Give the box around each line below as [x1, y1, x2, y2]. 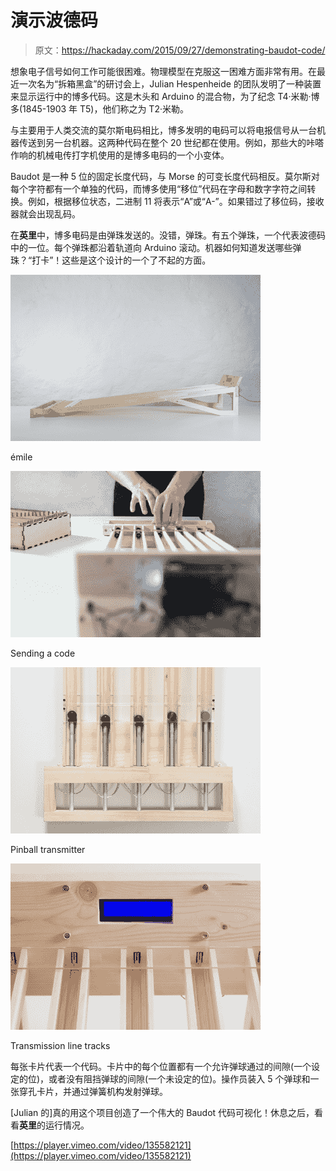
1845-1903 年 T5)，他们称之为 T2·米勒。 [22, 102, 189, 115]
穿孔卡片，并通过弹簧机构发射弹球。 [18, 1085, 168, 1097]
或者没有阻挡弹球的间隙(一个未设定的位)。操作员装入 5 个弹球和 [48, 1072, 311, 1085]
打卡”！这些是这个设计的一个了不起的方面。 [31, 254, 212, 266]
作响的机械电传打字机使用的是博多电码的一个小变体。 [10, 149, 230, 161]
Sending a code [10, 647, 76, 659]
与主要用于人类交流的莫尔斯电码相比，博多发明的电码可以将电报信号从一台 [10, 124, 317, 136]
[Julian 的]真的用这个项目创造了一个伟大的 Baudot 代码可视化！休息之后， [10, 1106, 315, 1118]
